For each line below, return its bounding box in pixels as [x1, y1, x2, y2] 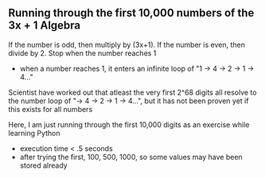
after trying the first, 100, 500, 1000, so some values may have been [19, 152, 243, 161]
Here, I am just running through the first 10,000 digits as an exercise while [8, 119, 250, 130]
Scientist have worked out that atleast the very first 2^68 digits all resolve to [8, 87, 257, 97]
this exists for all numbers [8, 104, 93, 114]
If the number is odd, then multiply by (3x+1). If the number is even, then [8, 40, 245, 49]
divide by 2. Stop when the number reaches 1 [8, 48, 157, 58]
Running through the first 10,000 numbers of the [8, 6, 255, 20]
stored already [19, 161, 68, 170]
